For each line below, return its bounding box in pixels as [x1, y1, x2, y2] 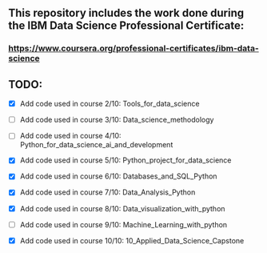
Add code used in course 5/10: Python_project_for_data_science [19, 155, 232, 165]
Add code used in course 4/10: [19, 131, 122, 141]
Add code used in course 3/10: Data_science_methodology [19, 115, 214, 125]
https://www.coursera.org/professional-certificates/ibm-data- [8, 43, 260, 54]
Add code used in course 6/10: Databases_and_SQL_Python [19, 171, 217, 181]
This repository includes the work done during [8, 6, 245, 20]
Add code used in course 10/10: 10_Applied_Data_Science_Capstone [19, 235, 245, 245]
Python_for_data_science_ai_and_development [19, 140, 173, 150]
